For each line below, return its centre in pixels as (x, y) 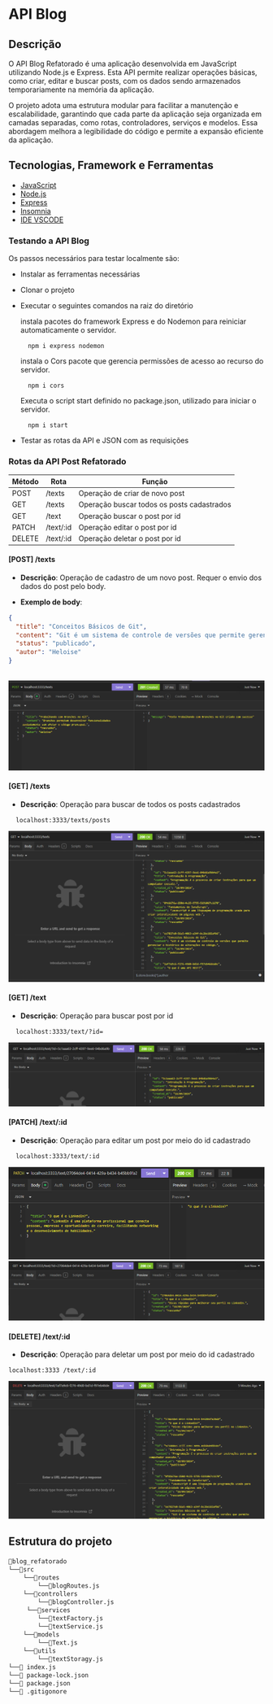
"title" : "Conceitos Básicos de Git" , (82, 626)
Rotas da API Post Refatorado (67, 462)
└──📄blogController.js (76, 1602)
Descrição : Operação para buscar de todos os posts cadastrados (130, 804)
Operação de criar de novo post (132, 494)
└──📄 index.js (32, 1667)
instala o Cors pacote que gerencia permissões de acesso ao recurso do (142, 361)
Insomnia (35, 211)
